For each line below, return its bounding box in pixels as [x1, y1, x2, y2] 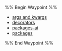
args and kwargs [12, 14, 47, 20]
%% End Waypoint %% [5, 40, 53, 46]
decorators [12, 20, 35, 25]
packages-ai [12, 25, 38, 31]
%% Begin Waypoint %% [5, 5, 57, 10]
